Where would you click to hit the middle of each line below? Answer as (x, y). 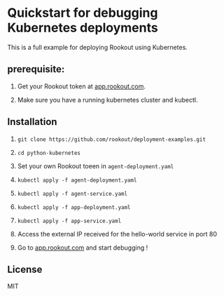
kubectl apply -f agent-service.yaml (72, 194)
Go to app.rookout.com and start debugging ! (83, 248)
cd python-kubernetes (49, 153)
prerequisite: (36, 69)
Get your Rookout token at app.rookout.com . (81, 86)
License (25, 269)
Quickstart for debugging (83, 13)
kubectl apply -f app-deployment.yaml (74, 207)
